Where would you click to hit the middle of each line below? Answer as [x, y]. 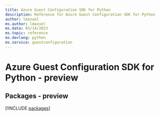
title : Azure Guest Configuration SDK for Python [58, 10]
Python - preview [42, 77]
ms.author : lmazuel [25, 24]
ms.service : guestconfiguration [39, 42]
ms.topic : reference [27, 33]
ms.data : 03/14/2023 [27, 28]
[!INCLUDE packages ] [28, 108]
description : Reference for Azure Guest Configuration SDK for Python [80, 14]
